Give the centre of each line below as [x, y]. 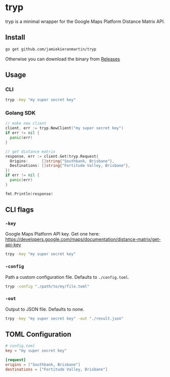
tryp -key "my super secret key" [41, 100]
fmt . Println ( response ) [29, 194]
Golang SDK [20, 113]
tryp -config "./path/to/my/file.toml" [47, 286]
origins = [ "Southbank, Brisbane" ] [43, 365]
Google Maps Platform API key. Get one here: [53, 234]
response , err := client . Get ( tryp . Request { [52, 156]
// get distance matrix [30, 152]
